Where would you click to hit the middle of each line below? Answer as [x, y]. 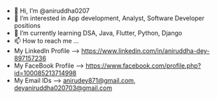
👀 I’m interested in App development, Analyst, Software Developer [109, 18]
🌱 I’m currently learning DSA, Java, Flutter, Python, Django [98, 33]
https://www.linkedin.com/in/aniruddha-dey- [146, 51]
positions [27, 25]
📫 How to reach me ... [46, 41]
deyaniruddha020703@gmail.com [63, 88]
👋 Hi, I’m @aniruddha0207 [51, 11]
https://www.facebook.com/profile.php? [143, 66]
